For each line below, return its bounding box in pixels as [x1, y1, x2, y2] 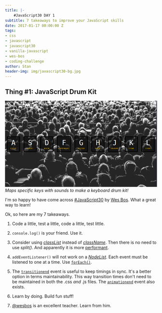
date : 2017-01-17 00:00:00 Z [5, 23, 64, 28]
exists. [12, 284, 25, 290]
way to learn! [5, 202, 31, 208]
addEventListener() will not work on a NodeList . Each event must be [12, 254, 148, 260]
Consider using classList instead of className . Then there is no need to [12, 239, 157, 245]
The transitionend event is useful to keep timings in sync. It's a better [12, 268, 151, 274]
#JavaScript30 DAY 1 [13, 13, 55, 18]
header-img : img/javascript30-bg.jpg [5, 69, 81, 74]
